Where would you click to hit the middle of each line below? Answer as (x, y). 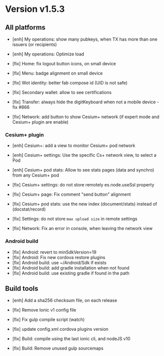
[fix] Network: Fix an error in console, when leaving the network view (82, 228)
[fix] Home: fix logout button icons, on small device (64, 64)
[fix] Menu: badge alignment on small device (57, 73)
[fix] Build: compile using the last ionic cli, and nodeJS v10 (71, 339)
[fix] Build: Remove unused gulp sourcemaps (58, 348)
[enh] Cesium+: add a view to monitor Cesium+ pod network (74, 146)
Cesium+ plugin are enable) (40, 122)
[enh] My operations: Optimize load (48, 54)
